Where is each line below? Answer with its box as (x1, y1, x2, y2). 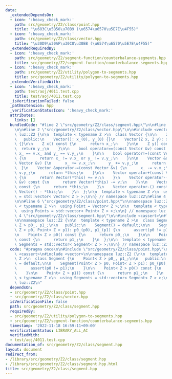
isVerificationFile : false (10, 299, 68, 304)
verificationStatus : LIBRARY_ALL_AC (10, 328, 88, 333)
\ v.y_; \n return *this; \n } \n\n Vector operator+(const (14, 170, 164, 175)
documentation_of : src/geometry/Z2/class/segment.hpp (5, 342, 123, 348)
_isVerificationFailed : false (10, 98, 74, 103)
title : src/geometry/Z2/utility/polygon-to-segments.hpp (14, 75, 139, 80)
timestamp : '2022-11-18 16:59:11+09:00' (10, 323, 97, 328)
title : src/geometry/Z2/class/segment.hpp (5, 366, 97, 371)
